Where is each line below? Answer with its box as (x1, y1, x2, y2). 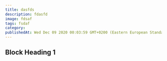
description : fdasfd (5, 12, 48, 17)
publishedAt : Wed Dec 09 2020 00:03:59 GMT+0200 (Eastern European (5, 30, 148, 35)
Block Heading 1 (5, 48, 56, 57)
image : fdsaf (5, 16, 32, 21)
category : (5, 26, 26, 30)
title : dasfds (5, 7, 35, 12)
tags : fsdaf (5, 21, 30, 26)
